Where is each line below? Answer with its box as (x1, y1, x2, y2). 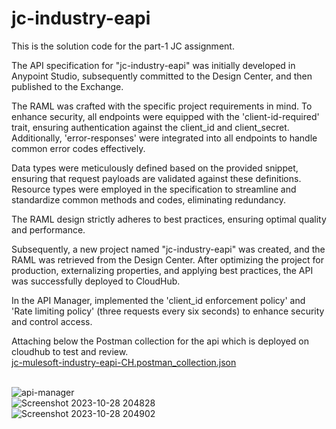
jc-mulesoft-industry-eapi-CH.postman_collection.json (11, 356, 237, 368)
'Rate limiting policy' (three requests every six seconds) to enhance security (11, 305, 325, 317)
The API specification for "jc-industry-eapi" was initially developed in (11, 59, 296, 71)
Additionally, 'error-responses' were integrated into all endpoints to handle (11, 132, 318, 144)
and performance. (11, 223, 86, 236)
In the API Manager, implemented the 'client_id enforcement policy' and (11, 294, 306, 306)
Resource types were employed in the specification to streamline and (11, 183, 297, 195)
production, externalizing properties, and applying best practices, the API (11, 264, 314, 276)
